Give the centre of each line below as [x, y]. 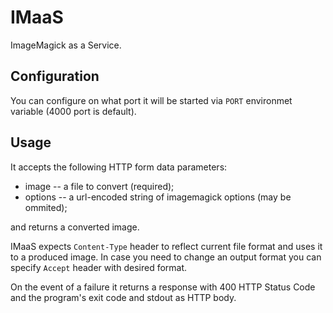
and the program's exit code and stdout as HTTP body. [123, 297]
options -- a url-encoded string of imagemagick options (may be [158, 197]
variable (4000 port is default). [73, 111]
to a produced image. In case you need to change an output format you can [166, 257]
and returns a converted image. [75, 227]
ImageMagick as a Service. [66, 45]
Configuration [55, 76]
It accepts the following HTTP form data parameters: [119, 167]
